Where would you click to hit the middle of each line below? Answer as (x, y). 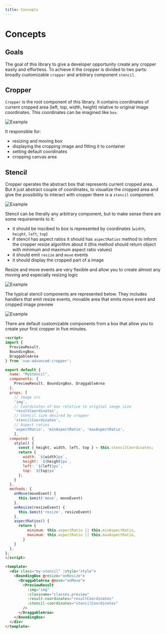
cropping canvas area (34, 157)
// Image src (27, 397)
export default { (23, 370)
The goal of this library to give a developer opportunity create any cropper (81, 64)
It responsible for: (23, 132)
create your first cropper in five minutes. (46, 329)
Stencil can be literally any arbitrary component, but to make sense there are (83, 214)
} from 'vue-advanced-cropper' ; (38, 361)
